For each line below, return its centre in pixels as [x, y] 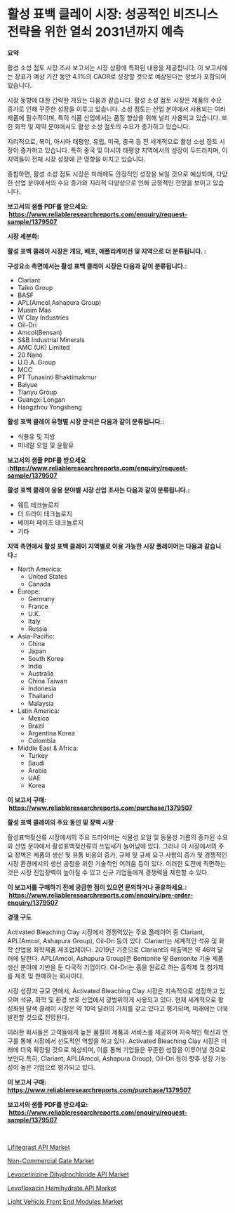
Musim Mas [34, 310]
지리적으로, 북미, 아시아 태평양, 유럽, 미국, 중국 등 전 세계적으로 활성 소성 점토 [113, 141]
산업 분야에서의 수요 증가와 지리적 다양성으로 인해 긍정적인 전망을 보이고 [113, 183]
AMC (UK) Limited [43, 347]
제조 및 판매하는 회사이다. [49, 976]
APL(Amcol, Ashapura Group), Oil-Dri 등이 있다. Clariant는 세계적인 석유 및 [112, 940]
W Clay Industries [43, 317]
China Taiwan [48, 681]
